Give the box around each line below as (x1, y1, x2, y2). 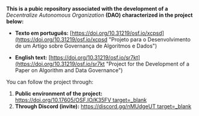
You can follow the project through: (6, 78, 94, 85)
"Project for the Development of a (106, 60, 189, 67)
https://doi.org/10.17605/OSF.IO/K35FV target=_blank (14, 96, 147, 103)
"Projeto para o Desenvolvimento (108, 36, 191, 43)
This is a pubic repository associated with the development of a (6, 5, 168, 12)
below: (6, 18, 24, 25)
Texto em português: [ (14, 29, 72, 37)
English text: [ (14, 54, 51, 61)
